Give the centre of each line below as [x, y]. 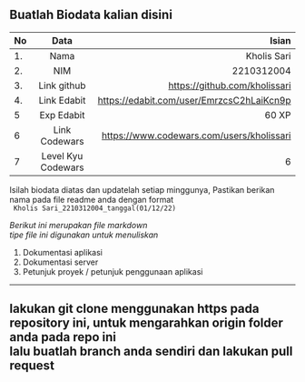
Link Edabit [62, 100]
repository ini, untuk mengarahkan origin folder [146, 323]
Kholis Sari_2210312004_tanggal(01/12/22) [95, 208]
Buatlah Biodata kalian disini [91, 15]
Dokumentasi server [60, 262]
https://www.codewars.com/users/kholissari [196, 136]
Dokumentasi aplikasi [62, 252]
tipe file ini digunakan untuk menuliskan [84, 235]
